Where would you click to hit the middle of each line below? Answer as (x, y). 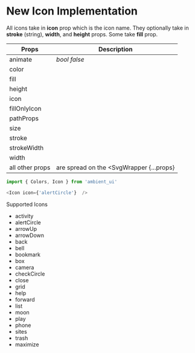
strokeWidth (27, 147)
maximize (27, 344)
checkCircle (30, 274)
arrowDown (29, 235)
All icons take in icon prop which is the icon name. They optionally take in (97, 28)
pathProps (24, 118)
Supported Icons (27, 204)
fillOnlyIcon (25, 108)
